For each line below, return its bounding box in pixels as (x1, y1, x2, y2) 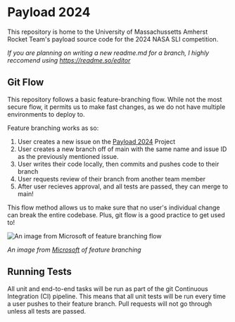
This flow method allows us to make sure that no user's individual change (7, 203, 220, 212)
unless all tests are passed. (7, 307, 87, 315)
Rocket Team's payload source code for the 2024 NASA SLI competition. (7, 34, 219, 43)
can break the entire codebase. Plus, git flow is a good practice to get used (7, 210, 225, 219)
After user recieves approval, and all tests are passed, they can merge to (17, 182, 229, 191)
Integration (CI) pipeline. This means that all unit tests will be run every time (7, 292, 227, 300)
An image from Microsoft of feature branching (7, 245, 142, 254)
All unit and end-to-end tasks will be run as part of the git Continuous (7, 284, 209, 292)
